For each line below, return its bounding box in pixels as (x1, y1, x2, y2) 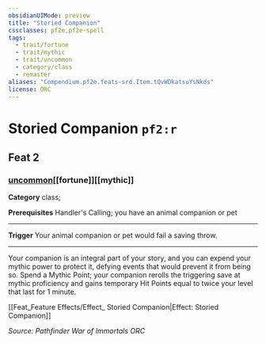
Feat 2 (8, 151, 40, 164)
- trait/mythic (15, 48, 66, 56)
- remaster (15, 71, 51, 78)
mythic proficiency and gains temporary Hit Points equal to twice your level (8, 279, 253, 288)
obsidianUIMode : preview (8, 11, 90, 20)
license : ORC (8, 85, 51, 93)
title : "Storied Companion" (8, 19, 101, 27)
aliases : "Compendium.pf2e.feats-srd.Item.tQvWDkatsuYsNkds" (8, 78, 215, 86)
